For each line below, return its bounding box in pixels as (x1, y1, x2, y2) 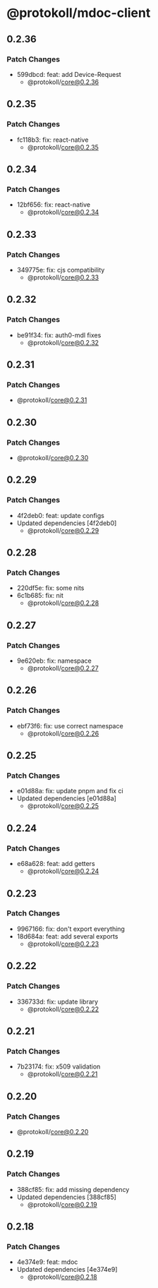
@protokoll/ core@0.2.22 (27, 1004, 99, 1013)
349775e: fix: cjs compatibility (16, 265, 105, 274)
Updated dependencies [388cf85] (16, 1193, 117, 1201)
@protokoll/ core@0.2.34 (27, 208, 99, 217)
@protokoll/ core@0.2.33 (27, 273, 99, 282)
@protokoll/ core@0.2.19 (27, 1200, 97, 1208)
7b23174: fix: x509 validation (16, 1062, 101, 1071)
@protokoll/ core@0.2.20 (16, 1127, 89, 1136)
